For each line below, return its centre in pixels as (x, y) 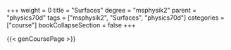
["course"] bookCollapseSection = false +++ (71, 25)
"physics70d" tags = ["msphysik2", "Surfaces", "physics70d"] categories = (115, 18)
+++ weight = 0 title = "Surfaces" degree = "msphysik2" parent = (101, 10)
